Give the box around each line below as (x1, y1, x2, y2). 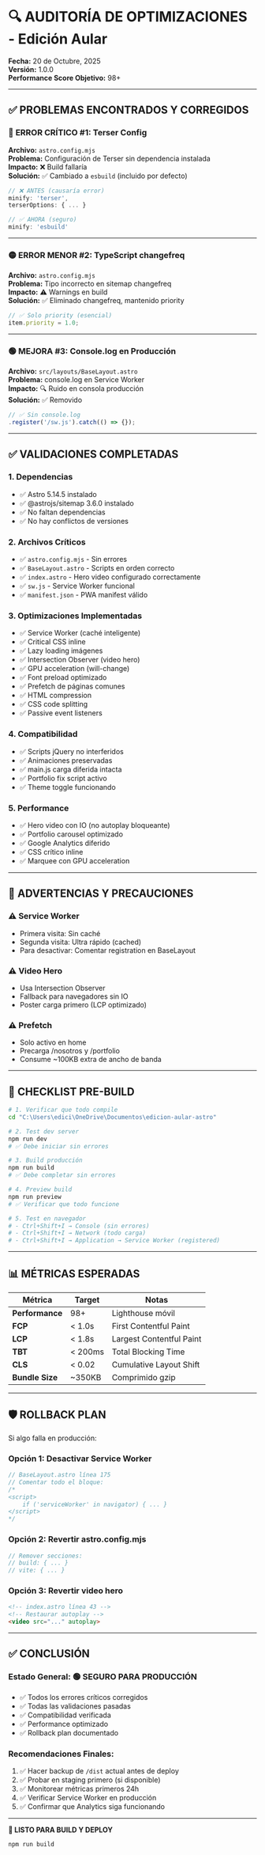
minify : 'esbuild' (8, 223, 69, 231)
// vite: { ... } (8, 1566, 65, 1575)
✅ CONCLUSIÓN (8, 1647, 91, 1660)
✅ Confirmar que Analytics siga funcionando (19, 1802, 166, 1811)
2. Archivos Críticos (8, 537, 86, 548)
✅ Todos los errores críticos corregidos (19, 1692, 148, 1701)
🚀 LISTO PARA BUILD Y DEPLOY (8, 1825, 113, 1834)
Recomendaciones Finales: (8, 1748, 114, 1759)
